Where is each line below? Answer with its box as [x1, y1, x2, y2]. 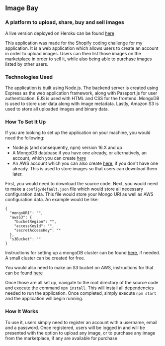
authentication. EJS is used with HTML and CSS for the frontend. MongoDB [5, 95, 160, 101]
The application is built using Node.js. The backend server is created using [5, 85, 159, 91]
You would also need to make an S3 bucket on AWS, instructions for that [5, 265, 154, 271]
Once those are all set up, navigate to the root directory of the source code [5, 280, 159, 286]
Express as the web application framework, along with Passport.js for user [5, 90, 158, 96]
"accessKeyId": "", [14, 224, 55, 229]
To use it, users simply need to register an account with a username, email [5, 319, 158, 325]
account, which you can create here [12, 155, 86, 161]
